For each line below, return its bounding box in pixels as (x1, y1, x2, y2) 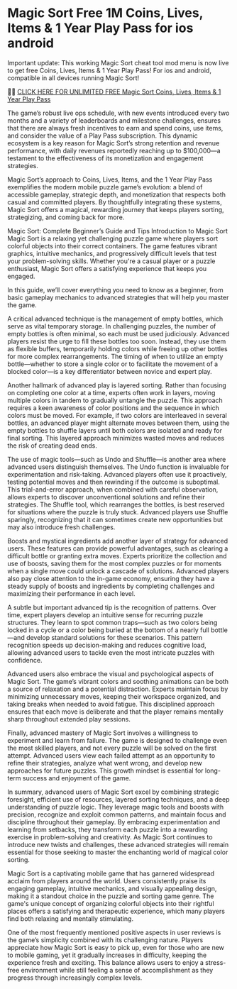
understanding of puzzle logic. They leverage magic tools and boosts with (7, 802, 224, 811)
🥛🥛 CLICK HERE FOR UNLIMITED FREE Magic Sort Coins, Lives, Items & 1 (7, 87, 221, 96)
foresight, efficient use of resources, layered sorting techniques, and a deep (7, 795, 230, 803)
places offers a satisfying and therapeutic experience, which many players (7, 907, 226, 915)
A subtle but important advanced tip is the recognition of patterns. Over (7, 603, 216, 612)
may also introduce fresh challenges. (7, 523, 116, 531)
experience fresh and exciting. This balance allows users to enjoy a (7, 958, 204, 966)
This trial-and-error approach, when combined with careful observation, (7, 485, 219, 494)
